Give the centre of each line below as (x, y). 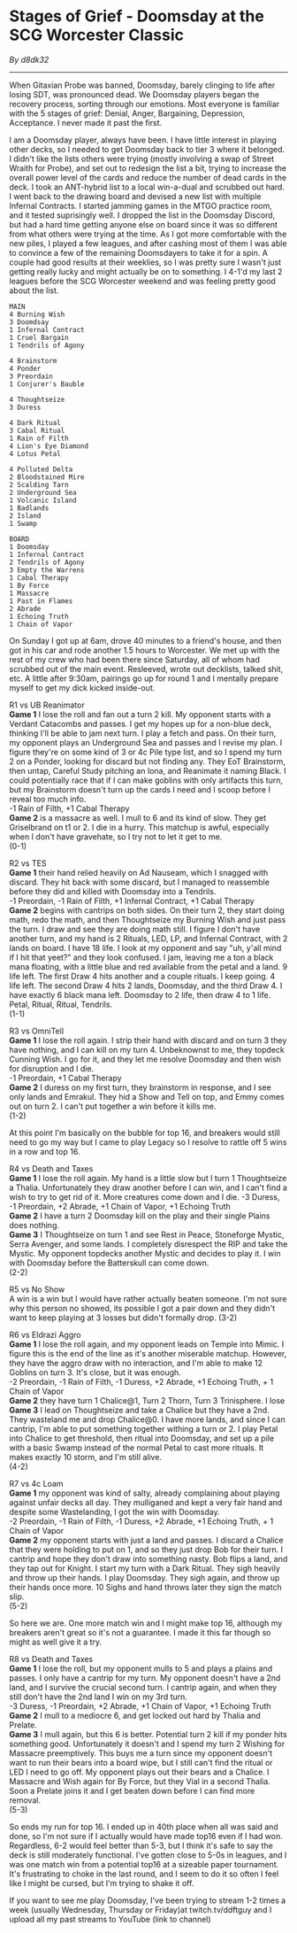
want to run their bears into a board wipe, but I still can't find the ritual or (141, 1762)
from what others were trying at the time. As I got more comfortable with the (148, 234)
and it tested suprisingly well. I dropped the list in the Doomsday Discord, (142, 215)
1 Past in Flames (41, 601)
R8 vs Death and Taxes (51, 1659)
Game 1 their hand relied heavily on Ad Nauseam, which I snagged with (139, 872)
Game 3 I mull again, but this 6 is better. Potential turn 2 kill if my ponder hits (148, 1734)
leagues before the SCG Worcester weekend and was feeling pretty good (143, 281)
